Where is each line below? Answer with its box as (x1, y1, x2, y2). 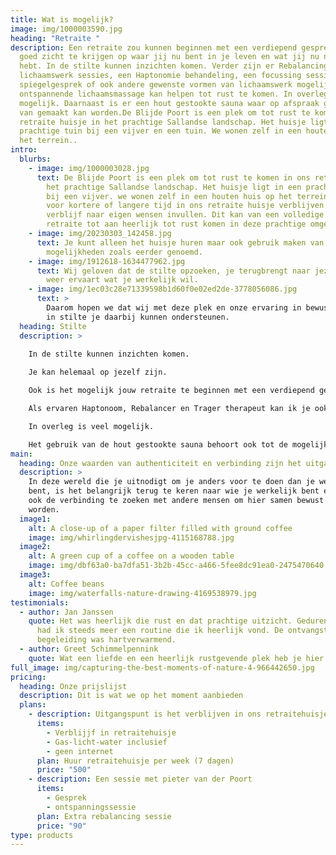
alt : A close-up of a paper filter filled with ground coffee (28, 523, 293, 533)
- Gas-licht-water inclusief (46, 737, 168, 747)
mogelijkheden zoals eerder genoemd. (46, 247, 203, 257)
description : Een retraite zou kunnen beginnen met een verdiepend (10, 42, 298, 53)
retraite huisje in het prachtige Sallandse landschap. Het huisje (19, 117, 307, 127)
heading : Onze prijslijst (19, 681, 128, 691)
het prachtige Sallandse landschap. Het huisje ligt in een (46, 182, 302, 192)
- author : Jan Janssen (19, 607, 114, 617)
